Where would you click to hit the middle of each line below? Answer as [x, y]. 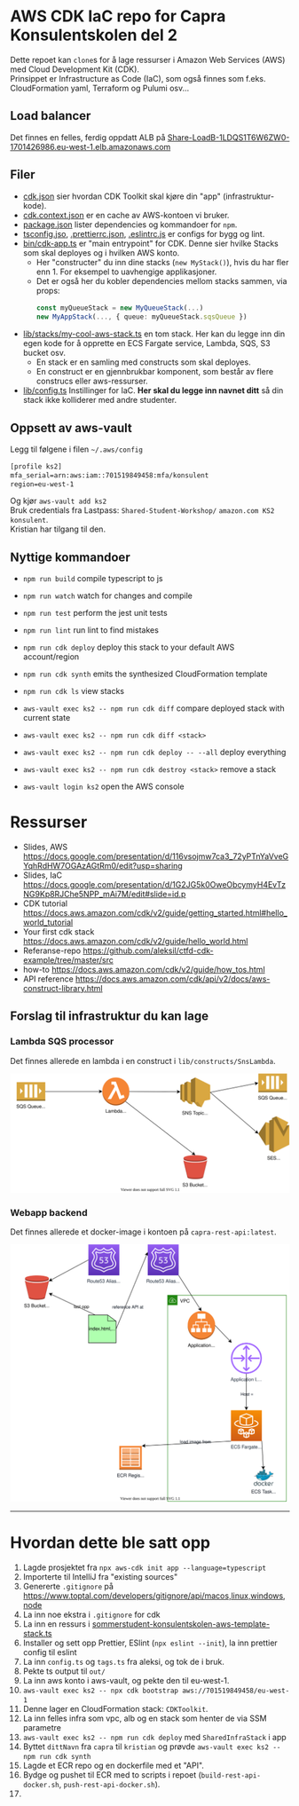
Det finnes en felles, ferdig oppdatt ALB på [88, 137]
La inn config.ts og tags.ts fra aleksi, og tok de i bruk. [124, 1661]
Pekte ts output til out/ [64, 1671]
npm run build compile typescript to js [93, 578]
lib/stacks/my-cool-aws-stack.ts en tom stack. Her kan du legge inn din [154, 334]
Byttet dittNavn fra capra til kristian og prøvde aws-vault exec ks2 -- [152, 1747]
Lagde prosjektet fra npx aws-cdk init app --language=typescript [145, 1567]
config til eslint [50, 1652]
